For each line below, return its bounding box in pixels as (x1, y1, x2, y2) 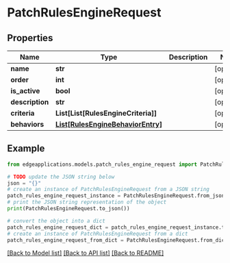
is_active (10, 86, 40, 95)
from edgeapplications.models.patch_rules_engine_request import (7, 161, 197, 168)
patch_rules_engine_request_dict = (7, 224, 109, 231)
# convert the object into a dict (7, 217, 106, 224)
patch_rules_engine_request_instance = (7, 192, 121, 199)
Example (7, 142, 45, 155)
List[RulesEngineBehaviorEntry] (55, 120, 163, 129)
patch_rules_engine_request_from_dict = (7, 236, 125, 244)
